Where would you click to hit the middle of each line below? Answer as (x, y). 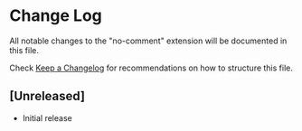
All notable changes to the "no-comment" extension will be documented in (148, 41)
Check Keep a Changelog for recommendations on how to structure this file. (151, 68)
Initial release (47, 117)
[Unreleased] (47, 96)
